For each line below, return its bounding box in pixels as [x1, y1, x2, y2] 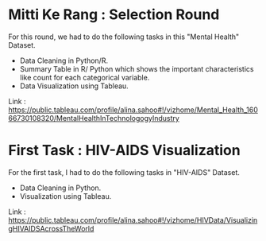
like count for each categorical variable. [19, 72, 150, 82]
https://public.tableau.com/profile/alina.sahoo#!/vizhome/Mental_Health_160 [8, 105, 258, 115]
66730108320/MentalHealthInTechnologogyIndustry [8, 113, 180, 122]
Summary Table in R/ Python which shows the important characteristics [19, 64, 254, 73]
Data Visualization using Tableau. [19, 81, 129, 91]
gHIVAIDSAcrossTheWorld [8, 224, 94, 233]
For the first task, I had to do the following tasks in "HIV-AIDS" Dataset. [8, 167, 241, 177]
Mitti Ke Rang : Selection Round [8, 6, 220, 24]
